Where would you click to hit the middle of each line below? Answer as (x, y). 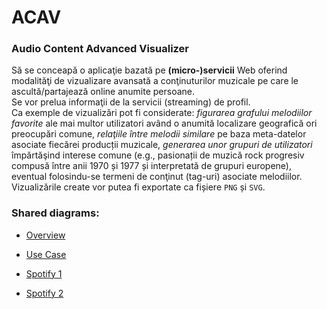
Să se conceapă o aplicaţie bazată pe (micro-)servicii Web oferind (149, 70)
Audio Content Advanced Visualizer (100, 49)
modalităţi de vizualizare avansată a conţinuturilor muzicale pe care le (155, 81)
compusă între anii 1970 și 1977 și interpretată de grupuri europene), (151, 166)
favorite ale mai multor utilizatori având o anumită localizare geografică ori (164, 123)
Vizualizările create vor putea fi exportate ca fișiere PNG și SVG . (138, 187)
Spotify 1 (44, 273)
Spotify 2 (44, 293)
